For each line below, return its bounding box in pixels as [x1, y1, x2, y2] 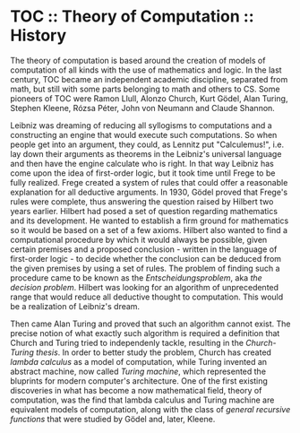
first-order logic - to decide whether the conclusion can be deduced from [10, 253, 281, 264]
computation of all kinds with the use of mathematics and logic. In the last [10, 65, 282, 75]
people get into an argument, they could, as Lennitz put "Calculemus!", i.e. [10, 139, 285, 150]
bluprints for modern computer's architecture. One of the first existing [10, 375, 268, 386]
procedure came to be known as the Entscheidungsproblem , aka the [10, 272, 262, 283]
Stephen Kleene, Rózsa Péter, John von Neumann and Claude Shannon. [10, 102, 276, 113]
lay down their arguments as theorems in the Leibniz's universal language [10, 148, 282, 159]
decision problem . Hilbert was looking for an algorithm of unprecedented [10, 281, 279, 292]
